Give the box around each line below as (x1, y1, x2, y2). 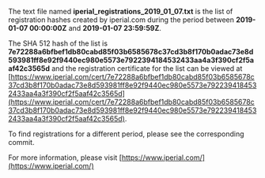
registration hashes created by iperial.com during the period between (8, 15, 235, 24)
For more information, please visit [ (8, 153, 123, 162)
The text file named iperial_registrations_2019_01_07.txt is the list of (8, 7, 233, 16)
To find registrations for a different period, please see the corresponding (8, 129, 244, 139)
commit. (8, 138, 35, 146)
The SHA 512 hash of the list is (8, 39, 108, 48)
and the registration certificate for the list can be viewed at (51, 64, 243, 73)
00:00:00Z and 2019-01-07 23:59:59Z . (28, 24, 162, 32)
